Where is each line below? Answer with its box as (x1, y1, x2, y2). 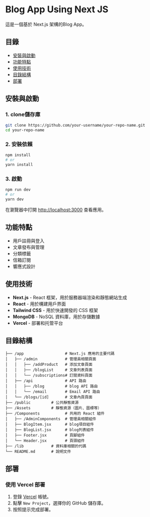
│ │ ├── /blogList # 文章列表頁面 (5, 367, 93, 373)
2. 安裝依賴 (5, 141, 33, 148)
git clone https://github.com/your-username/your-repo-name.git (5, 123, 145, 128)
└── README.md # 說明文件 (5, 449, 72, 454)
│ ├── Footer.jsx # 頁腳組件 (5, 433, 85, 438)
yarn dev (5, 197, 24, 202)
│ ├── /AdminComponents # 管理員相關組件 (5, 417, 96, 422)
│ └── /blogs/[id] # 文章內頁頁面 (5, 395, 93, 400)
